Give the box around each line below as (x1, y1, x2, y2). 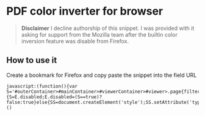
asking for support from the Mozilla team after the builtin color (21, 31, 178, 38)
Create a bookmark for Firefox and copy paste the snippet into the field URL (6, 71, 197, 79)
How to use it (6, 55, 57, 65)
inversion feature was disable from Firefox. (21, 37, 129, 45)
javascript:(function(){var (6, 83, 78, 89)
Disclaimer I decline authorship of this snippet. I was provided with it (21, 24, 195, 32)
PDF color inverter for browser (6, 4, 164, 18)
